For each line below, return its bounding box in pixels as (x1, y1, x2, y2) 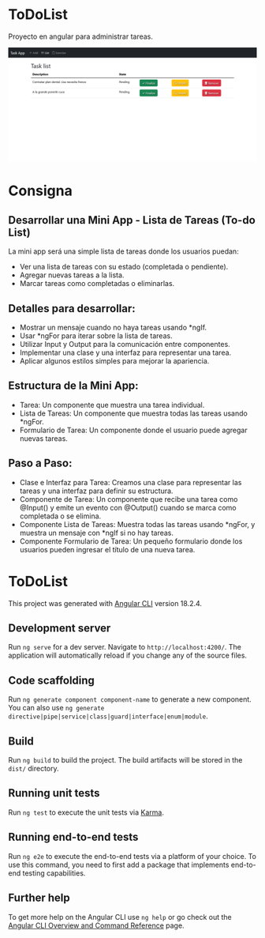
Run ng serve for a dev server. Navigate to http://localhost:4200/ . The (8, 642, 242, 652)
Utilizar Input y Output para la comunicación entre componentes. (19, 340, 230, 349)
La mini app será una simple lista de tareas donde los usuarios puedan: (8, 247, 239, 256)
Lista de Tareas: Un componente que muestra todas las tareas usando (19, 409, 248, 418)
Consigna (8, 182, 73, 200)
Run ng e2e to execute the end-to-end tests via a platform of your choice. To (8, 851, 257, 861)
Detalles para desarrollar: (8, 302, 136, 315)
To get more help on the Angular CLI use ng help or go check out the (8, 912, 232, 921)
